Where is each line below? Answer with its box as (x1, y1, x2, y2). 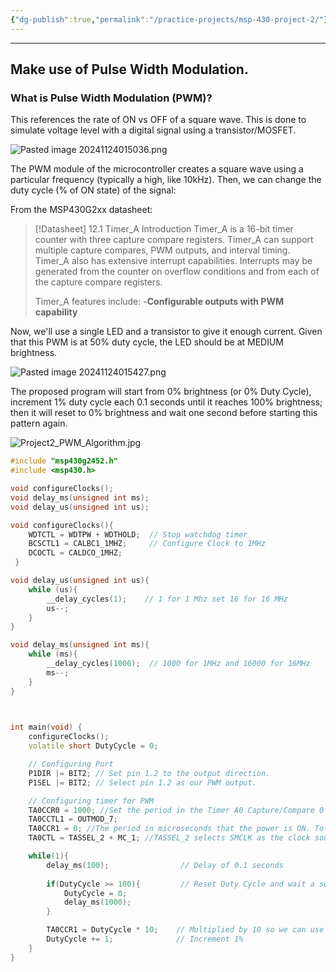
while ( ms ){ (28, 649, 78, 660)
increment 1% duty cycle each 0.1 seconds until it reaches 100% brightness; (10, 396, 323, 408)
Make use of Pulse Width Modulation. (10, 61, 249, 78)
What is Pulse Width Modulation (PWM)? (10, 91, 213, 105)
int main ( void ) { (10, 722, 83, 733)
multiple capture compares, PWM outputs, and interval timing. (34, 244, 291, 256)
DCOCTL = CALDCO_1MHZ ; (28, 548, 123, 558)
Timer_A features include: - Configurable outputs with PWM (34, 296, 284, 308)
